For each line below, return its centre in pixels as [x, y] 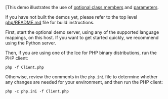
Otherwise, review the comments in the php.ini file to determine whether [81, 77]
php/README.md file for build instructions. [50, 22]
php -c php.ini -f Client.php [37, 91]
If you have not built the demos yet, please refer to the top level [71, 17]
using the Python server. [31, 43]
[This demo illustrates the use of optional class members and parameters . [82, 7]
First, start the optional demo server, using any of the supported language [82, 32]
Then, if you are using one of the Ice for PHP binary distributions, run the [81, 53]
